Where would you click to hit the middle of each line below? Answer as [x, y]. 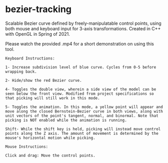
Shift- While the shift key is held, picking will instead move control [83, 129]
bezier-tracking [38, 9]
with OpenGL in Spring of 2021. [38, 34]
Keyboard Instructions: [30, 58]
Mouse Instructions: [27, 147]
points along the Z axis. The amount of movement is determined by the [82, 133]
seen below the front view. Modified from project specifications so [80, 94]
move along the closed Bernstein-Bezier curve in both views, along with [84, 111]
